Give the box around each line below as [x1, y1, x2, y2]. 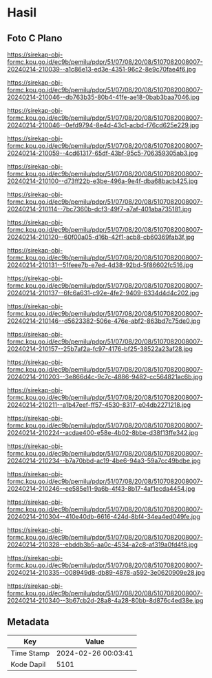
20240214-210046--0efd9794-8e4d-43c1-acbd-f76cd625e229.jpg [7, 121, 200, 129]
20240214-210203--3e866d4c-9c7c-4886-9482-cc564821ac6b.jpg [7, 373, 203, 381]
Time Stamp [10, 648, 50, 658]
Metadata [7, 616, 50, 628]
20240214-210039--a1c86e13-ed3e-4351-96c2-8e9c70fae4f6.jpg [7, 65, 196, 73]
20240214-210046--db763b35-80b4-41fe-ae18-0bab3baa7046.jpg [7, 93, 200, 101]
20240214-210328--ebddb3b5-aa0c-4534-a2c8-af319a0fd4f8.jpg [7, 540, 198, 549]
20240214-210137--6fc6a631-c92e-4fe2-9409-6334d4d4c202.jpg [7, 289, 200, 297]
